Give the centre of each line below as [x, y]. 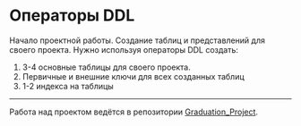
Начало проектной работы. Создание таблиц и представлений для [138, 40]
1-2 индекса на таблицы [68, 86]
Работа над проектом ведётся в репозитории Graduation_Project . [133, 112]
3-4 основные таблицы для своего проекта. [106, 67]
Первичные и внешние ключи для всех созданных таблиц [133, 76]
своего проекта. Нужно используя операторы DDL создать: [124, 49]
